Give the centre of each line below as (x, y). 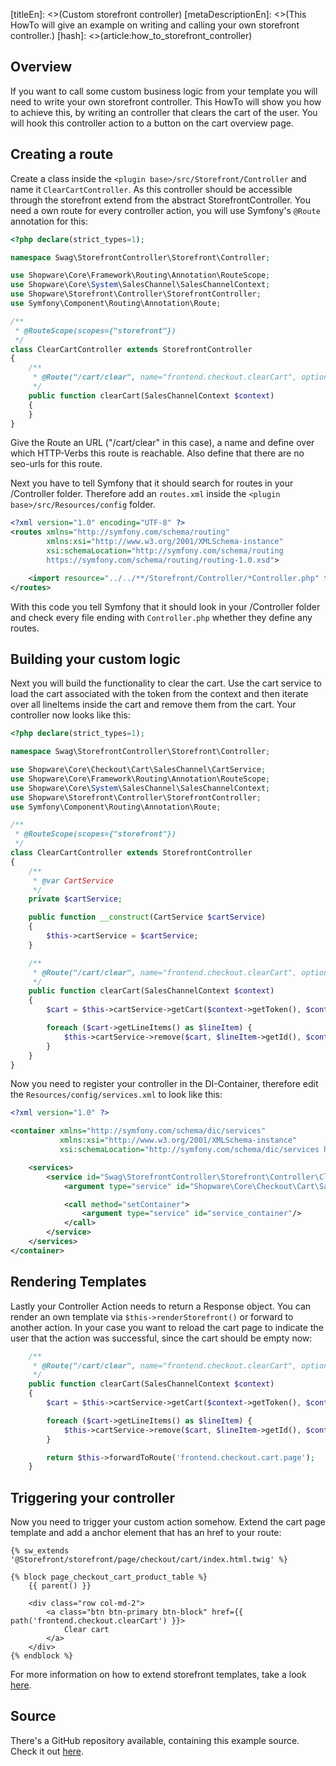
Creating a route (62, 154)
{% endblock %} (42, 1656)
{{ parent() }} (60, 1586)
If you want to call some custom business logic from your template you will (164, 91)
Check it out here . (47, 1751)
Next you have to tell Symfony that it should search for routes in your (152, 483)
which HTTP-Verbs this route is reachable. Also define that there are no (157, 453)
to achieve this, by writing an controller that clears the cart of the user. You (164, 112)
